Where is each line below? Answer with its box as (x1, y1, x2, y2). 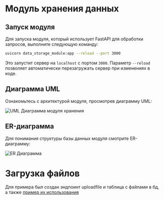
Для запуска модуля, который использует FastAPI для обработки (5, 36, 144, 42)
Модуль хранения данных (5, 3, 119, 14)
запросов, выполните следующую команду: (5, 41, 99, 47)
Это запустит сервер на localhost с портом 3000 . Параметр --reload (5, 60, 150, 66)
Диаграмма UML (5, 85, 60, 94)
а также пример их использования (5, 190, 79, 196)
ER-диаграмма (5, 122, 55, 131)
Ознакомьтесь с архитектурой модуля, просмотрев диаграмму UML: (5, 98, 152, 104)
